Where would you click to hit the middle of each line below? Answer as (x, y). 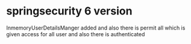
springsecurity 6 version (69, 11)
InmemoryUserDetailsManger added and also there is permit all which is (96, 28)
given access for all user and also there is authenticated (76, 34)
